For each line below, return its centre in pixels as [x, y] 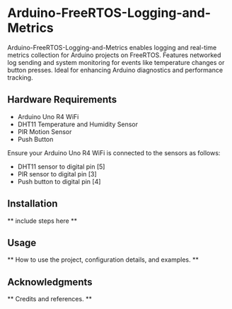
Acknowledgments [50, 282]
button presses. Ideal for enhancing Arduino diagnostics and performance [115, 70]
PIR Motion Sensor [45, 131]
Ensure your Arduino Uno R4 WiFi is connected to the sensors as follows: [114, 152]
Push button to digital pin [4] [59, 181]
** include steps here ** [42, 221]
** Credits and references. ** [50, 299]
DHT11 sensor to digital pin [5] [61, 166]
